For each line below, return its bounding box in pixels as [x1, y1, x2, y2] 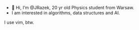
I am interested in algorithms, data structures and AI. [11, 10, 120, 16]
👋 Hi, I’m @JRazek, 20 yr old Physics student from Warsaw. [11, 5, 134, 10]
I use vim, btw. [4, 20, 34, 25]
